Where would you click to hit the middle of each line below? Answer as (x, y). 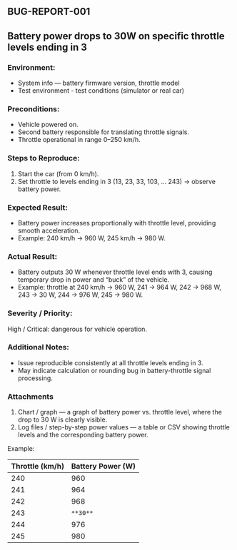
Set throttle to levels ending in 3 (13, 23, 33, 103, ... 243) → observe (117, 181)
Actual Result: (32, 256)
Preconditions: (34, 109)
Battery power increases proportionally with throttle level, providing (117, 223)
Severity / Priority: (40, 313)
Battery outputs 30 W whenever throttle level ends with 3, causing (115, 272)
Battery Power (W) (104, 467)
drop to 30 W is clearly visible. (62, 419)
